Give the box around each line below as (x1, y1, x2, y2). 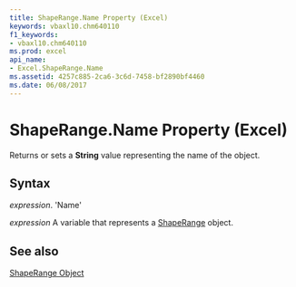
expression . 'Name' (9, 200, 82, 211)
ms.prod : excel (9, 47, 67, 56)
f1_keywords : (9, 30, 59, 39)
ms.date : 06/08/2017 (9, 81, 88, 90)
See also (9, 244, 59, 259)
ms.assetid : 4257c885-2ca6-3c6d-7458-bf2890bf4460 (9, 72, 205, 81)
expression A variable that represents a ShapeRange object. (9, 217, 234, 228)
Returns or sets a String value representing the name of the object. (9, 149, 261, 160)
